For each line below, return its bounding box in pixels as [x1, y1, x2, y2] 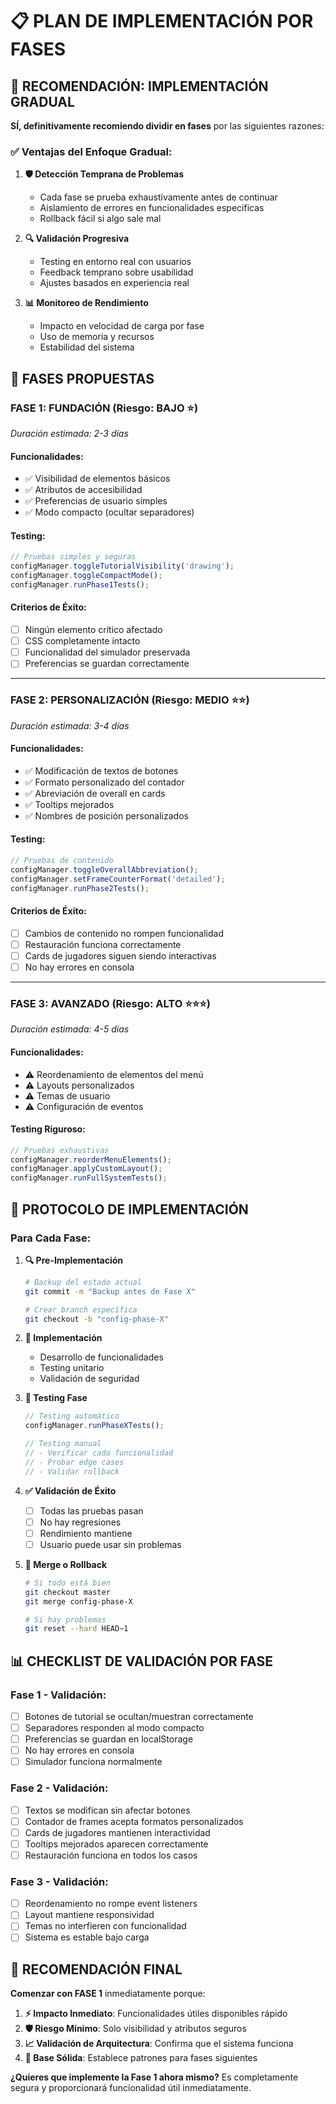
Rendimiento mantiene [39, 1527, 133, 1539]
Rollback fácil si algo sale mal [39, 213, 162, 225]
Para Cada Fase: [10, 1231, 92, 1245]
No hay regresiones [39, 1516, 122, 1528]
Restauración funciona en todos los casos [24, 1849, 198, 1861]
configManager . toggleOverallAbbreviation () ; [10, 864, 199, 875]
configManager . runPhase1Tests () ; [10, 580, 150, 590]
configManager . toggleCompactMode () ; [10, 571, 163, 581]
